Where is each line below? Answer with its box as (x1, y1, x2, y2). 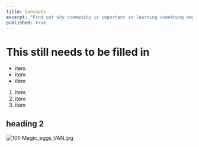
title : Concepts (6, 8, 46, 15)
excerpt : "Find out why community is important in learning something (6, 14, 184, 20)
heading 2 (6, 119, 44, 129)
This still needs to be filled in (6, 45, 150, 59)
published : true (6, 20, 46, 25)
